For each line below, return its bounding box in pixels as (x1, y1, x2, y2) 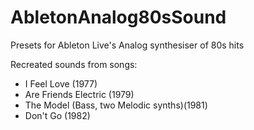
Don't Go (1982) (24, 109, 91, 121)
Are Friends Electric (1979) (24, 88, 135, 100)
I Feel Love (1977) (24, 77, 98, 90)
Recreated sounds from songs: (10, 58, 138, 70)
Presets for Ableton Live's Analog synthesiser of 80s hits (10, 39, 245, 51)
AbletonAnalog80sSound (10, 6, 227, 29)
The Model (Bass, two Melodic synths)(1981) (24, 99, 208, 111)
